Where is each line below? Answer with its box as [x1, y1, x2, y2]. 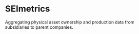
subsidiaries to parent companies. [5, 24, 73, 30]
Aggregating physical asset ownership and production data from [5, 19, 135, 25]
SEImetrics [5, 3, 50, 14]
